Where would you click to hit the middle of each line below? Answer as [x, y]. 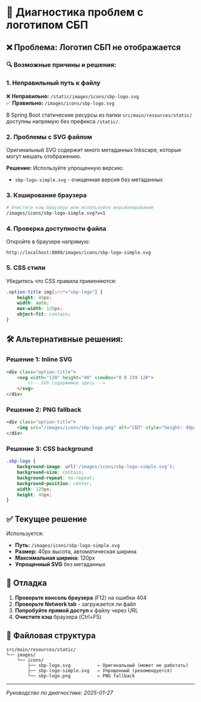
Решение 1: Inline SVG [39, 359]
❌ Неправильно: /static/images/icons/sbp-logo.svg [73, 96]
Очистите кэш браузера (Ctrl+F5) [58, 617]
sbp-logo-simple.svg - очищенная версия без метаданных [89, 180]
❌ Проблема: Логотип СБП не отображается [94, 47]
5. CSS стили [26, 268]
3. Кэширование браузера [46, 195]
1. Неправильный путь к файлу [53, 83]
